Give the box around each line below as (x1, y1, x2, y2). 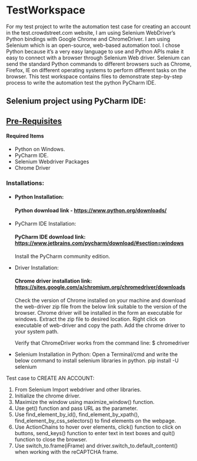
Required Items (6, 133, 44, 140)
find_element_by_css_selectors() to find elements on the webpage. (14, 418, 176, 425)
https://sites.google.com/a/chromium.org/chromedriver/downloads (14, 284, 186, 291)
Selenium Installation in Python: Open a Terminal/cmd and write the (14, 351, 178, 358)
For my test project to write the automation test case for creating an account (6, 23, 191, 30)
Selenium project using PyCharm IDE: (6, 96, 146, 106)
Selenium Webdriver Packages (14, 158, 89, 165)
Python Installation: (14, 193, 64, 200)
